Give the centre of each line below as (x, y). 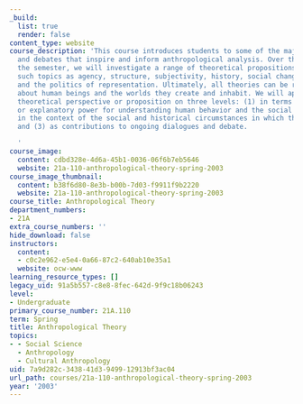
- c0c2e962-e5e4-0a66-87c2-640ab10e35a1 (94, 261)
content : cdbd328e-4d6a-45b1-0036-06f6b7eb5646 (109, 160)
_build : (24, 18)
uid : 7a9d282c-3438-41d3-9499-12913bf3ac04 (92, 369)
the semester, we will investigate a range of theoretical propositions (157, 69)
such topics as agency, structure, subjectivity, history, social (145, 77)
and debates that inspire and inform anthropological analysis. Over (151, 60)
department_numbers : (48, 210)
